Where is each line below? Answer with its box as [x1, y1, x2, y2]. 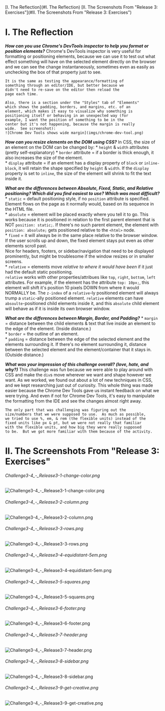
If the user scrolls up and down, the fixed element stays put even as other [5, 237, 154, 243]
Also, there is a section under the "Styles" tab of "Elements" [5, 100, 139, 105]
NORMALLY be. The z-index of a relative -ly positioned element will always [5, 290, 159, 296]
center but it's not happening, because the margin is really [5, 122, 135, 127]
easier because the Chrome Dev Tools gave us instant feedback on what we [5, 387, 160, 393]
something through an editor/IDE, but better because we [5, 83, 124, 88]
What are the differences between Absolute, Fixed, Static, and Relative [5, 185, 154, 191]
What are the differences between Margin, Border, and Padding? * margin [5, 315, 158, 321]
